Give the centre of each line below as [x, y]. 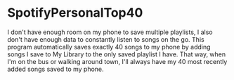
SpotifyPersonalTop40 [75, 13]
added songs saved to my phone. [56, 69]
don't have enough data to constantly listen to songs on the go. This [106, 39]
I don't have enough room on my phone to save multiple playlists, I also [110, 32]
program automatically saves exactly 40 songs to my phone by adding [109, 47]
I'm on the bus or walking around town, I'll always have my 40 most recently [117, 61]
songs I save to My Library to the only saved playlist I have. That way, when [117, 54]
